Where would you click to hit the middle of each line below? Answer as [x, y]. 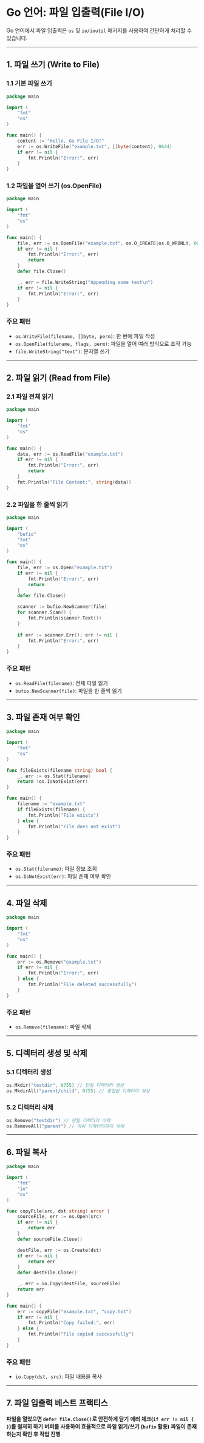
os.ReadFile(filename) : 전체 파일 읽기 [61, 683]
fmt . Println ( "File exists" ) [63, 815]
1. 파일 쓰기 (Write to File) [53, 65]
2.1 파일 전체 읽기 [30, 396]
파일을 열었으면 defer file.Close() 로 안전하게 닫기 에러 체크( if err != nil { [100, 1419]
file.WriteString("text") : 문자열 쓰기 [62, 351]
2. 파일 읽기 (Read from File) [58, 378]
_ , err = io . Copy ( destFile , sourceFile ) [69, 1284]
